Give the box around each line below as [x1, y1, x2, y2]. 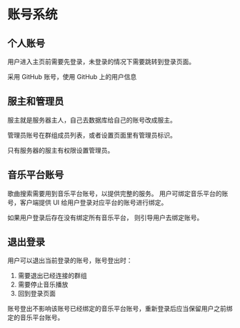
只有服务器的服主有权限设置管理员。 [7, 145, 114, 154]
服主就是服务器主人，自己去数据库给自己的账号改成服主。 [7, 116, 176, 124]
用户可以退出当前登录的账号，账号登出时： [7, 256, 133, 265]
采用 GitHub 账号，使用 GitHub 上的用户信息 [7, 73, 137, 81]
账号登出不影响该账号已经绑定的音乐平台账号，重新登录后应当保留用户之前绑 [7, 304, 233, 313]
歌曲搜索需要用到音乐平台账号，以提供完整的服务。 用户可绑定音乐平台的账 [7, 189, 229, 198]
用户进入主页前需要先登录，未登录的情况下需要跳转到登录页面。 [7, 58, 195, 66]
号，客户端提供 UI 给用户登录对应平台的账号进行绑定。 [7, 198, 168, 207]
